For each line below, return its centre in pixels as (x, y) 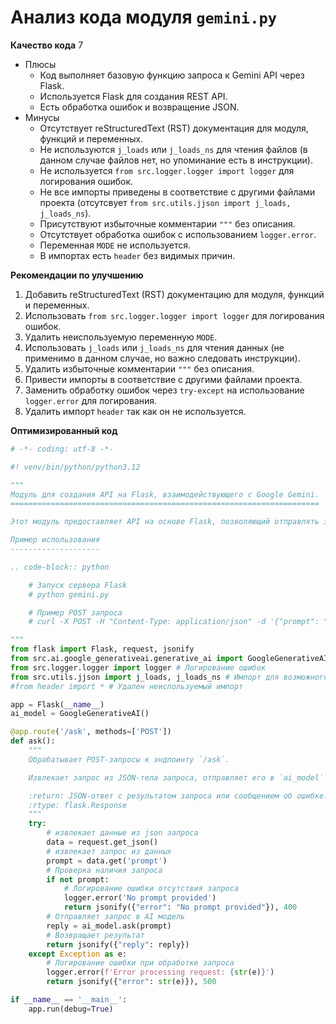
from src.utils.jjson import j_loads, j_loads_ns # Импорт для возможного (169, 677)
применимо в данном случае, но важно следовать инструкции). (162, 358)
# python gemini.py (69, 594)
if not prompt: (78, 879)
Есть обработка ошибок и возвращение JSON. (139, 107)
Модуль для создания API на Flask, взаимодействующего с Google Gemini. (165, 494)
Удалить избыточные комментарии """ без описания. (139, 368)
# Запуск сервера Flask (78, 585)
